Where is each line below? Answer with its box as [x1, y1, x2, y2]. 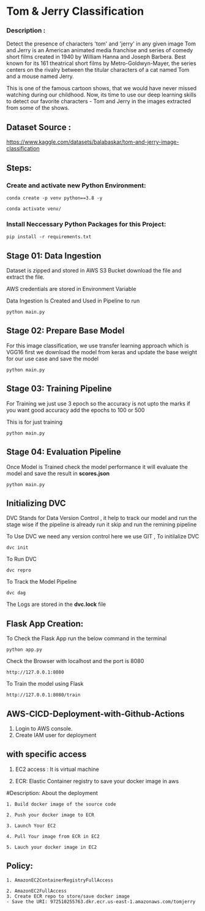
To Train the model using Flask [6, 680, 84, 688]
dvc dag [6, 590, 26, 596]
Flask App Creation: [6, 618, 84, 629]
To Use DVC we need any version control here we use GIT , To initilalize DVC [6, 533, 199, 540]
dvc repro [6, 567, 32, 573]
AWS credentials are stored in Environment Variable [6, 285, 136, 293]
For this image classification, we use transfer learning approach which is [6, 342, 189, 349]
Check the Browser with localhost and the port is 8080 [6, 657, 144, 665]
